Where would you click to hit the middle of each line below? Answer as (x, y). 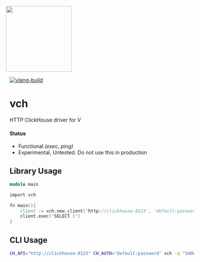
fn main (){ (23, 205)
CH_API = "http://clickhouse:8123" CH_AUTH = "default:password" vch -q (95, 254)
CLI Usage (29, 240)
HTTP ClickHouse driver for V (45, 120)
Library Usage (36, 171)
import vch (23, 195)
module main (24, 184)
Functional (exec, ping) (46, 146)
